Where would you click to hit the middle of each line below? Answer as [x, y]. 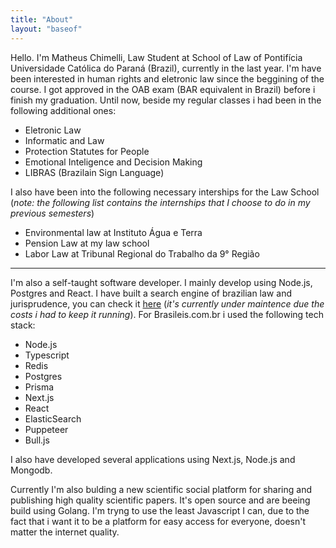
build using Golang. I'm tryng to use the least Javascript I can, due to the [160, 510]
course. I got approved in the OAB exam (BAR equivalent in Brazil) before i [163, 89]
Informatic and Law [64, 140]
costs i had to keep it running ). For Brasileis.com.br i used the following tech [167, 314]
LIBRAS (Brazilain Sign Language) [94, 172]
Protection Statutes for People [87, 151]
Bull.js [37, 440]
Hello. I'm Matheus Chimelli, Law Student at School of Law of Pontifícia [156, 57]
